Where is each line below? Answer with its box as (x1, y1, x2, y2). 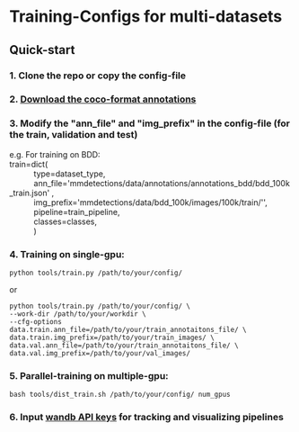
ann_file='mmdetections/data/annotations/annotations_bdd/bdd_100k (33, 177, 290, 188)
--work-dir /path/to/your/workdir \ (9, 310, 146, 319)
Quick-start (9, 42, 75, 58)
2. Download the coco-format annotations (9, 93, 197, 105)
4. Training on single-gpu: (9, 247, 126, 260)
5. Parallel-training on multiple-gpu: (9, 369, 169, 382)
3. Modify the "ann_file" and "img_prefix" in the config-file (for (9, 117, 290, 130)
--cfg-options (9, 318, 63, 327)
